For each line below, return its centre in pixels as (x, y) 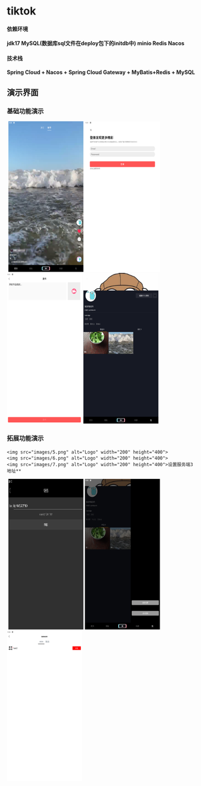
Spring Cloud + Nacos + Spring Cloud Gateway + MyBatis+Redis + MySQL (101, 72)
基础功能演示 (25, 111)
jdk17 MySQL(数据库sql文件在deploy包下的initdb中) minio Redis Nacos (96, 43)
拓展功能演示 (25, 438)
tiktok (22, 11)
